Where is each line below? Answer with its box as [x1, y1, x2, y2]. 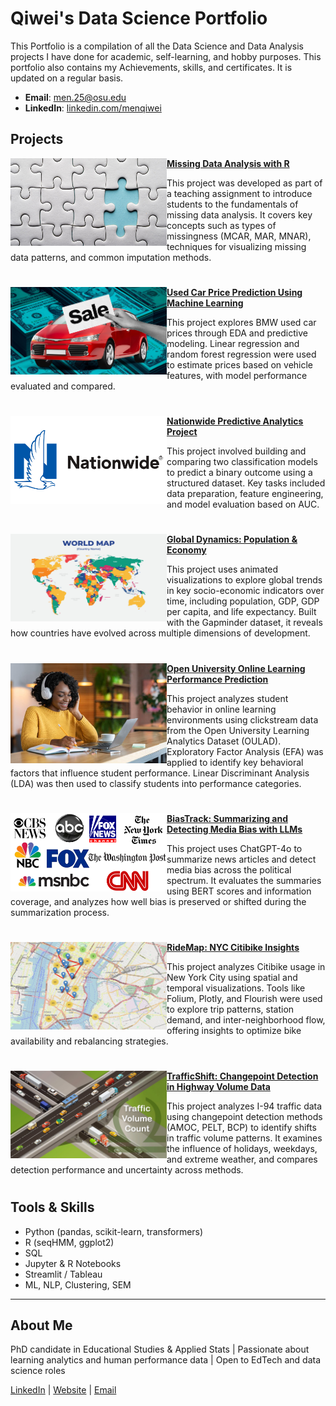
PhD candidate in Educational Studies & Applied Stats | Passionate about [10, 1343, 310, 1356]
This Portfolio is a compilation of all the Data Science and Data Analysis [10, 40, 304, 52]
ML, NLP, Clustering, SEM [24, 1278, 132, 1291]
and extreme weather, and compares [166, 1153, 318, 1166]
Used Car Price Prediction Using [166, 286, 303, 298]
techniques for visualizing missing [166, 240, 307, 252]
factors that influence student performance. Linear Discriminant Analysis [10, 767, 310, 779]
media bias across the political [166, 863, 292, 876]
